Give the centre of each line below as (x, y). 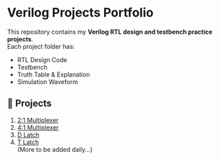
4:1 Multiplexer (38, 127)
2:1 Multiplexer (38, 120)
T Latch (28, 142)
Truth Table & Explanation (53, 74)
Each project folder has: (41, 46)
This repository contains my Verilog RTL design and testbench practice (110, 32)
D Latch (28, 134)
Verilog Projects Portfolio (80, 13)
